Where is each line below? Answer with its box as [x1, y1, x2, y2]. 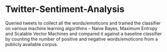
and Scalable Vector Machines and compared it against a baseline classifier [5, 30, 162, 36]
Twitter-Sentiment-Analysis [5, 3, 125, 15]
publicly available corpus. [5, 41, 58, 47]
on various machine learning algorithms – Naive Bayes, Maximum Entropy [5, 25, 157, 31]
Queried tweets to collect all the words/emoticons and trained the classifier [5, 20, 161, 26]
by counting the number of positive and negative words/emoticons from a [5, 36, 158, 42]
